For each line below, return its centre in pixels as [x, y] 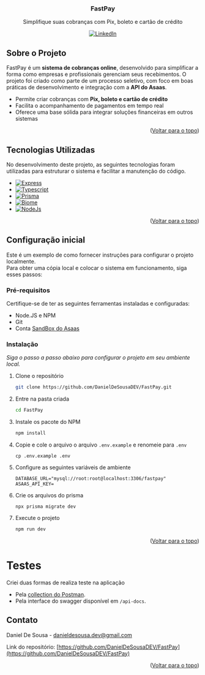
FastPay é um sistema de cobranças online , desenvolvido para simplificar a [102, 68]
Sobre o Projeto [36, 53]
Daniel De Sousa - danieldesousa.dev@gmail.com [69, 635]
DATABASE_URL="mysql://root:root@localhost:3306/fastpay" [91, 478]
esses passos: [24, 274]
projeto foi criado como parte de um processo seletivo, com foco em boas [100, 81]
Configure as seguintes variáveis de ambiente [73, 467]
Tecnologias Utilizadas [51, 150]
